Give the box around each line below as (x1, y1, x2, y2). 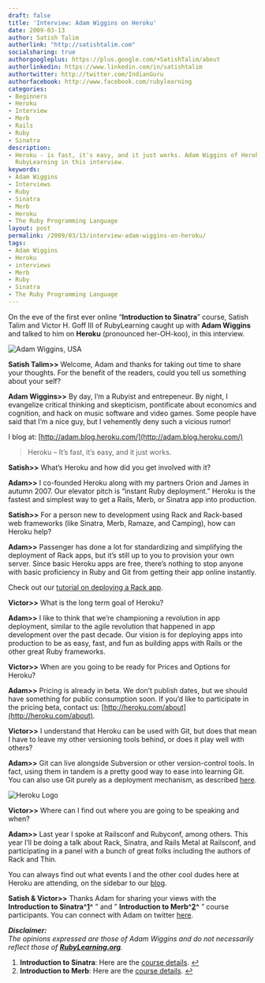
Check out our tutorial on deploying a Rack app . (8, 582, 163, 592)
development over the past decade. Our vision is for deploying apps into (8, 629, 243, 640)
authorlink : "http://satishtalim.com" (8, 41, 136, 49)
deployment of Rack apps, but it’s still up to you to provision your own (8, 550, 234, 560)
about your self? (8, 376, 62, 385)
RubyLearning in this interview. (15, 159, 125, 167)
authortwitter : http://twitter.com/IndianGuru (8, 70, 164, 78)
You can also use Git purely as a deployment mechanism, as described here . (8, 775, 257, 784)
